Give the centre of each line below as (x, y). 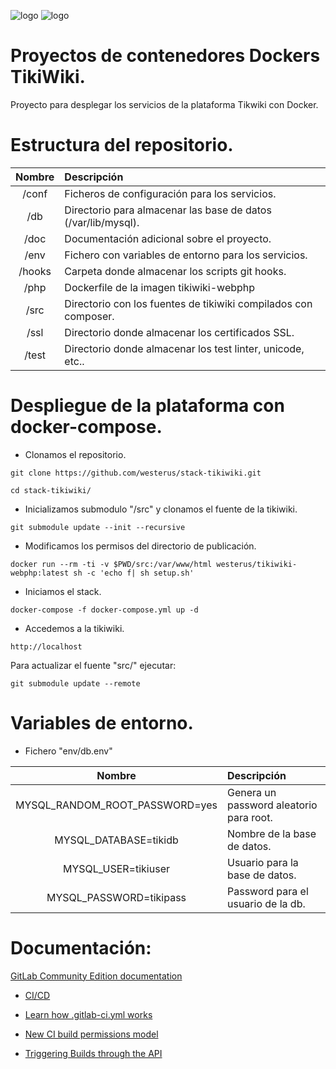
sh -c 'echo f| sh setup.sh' (134, 573)
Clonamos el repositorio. (75, 454)
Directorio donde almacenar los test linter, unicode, (184, 348)
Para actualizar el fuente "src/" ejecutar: (93, 665)
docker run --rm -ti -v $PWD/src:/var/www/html (111, 564)
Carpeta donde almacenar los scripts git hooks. (175, 271)
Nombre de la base (271, 833)
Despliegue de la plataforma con (147, 406)
